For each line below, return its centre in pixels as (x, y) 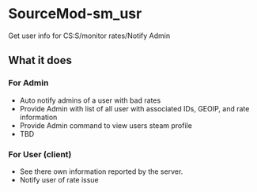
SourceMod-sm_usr (75, 14)
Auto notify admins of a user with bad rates (90, 100)
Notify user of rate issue (59, 179)
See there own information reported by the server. (101, 171)
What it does (40, 60)
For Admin (28, 83)
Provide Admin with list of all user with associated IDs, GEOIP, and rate (134, 108)
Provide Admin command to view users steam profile (106, 125)
